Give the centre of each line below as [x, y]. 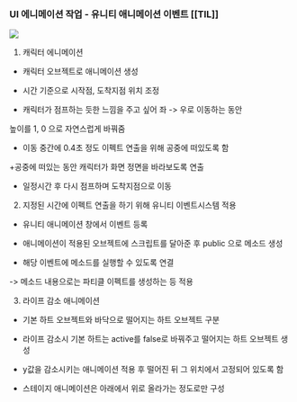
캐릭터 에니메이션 [53, 52]
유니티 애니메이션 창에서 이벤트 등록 [85, 224]
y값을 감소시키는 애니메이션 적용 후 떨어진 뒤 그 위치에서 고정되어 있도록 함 [153, 370]
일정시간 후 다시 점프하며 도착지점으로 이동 [97, 186]
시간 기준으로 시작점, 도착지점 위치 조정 [91, 91]
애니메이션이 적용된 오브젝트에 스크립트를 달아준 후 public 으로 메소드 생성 [153, 244]
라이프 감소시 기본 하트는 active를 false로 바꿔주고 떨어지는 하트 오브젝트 [150, 339]
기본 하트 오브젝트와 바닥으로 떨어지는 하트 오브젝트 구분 [121, 320]
